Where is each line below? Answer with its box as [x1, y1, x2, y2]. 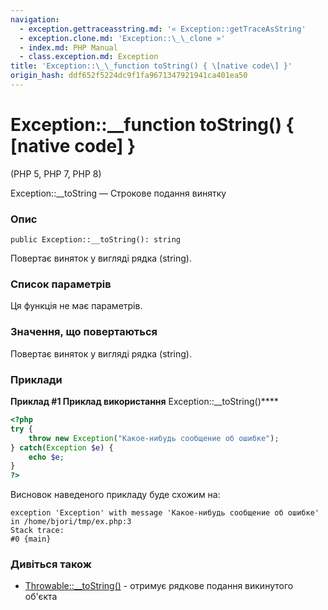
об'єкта [24, 591, 58, 603]
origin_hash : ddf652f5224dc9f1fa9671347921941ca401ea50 [10, 71, 248, 81]
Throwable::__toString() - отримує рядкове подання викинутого [24, 580, 294, 592]
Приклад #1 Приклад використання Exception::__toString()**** [10, 396, 279, 407]
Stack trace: [10, 526, 65, 536]
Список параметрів [10, 277, 112, 291]
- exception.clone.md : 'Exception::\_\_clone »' [19, 33, 226, 43]
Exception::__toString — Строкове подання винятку [10, 187, 227, 199]
